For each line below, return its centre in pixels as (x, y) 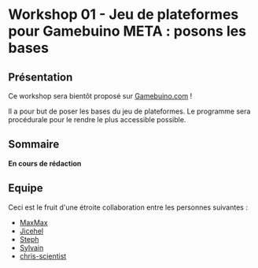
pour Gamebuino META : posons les (127, 31)
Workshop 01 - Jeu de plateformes (123, 15)
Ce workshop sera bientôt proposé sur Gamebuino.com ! (100, 96)
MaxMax (34, 222)
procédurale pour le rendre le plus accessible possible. (97, 119)
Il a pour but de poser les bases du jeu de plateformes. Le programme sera (129, 111)
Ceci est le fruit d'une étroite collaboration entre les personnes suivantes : (128, 207)
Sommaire (34, 145)
